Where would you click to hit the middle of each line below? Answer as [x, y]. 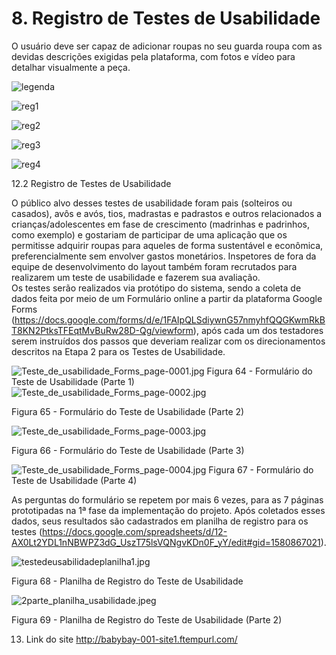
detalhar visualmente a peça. [71, 67]
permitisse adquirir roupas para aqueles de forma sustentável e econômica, [167, 245]
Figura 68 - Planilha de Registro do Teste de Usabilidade [127, 581]
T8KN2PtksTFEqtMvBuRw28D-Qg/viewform [102, 330]
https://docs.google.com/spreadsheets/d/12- [135, 531]
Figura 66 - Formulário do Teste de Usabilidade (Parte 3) [128, 450]
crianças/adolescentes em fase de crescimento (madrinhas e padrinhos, [161, 224]
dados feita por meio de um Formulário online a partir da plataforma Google [167, 298]
